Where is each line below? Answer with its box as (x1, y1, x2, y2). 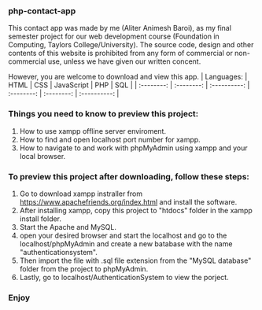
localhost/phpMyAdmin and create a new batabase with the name (19, 238, 233, 249)
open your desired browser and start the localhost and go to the (19, 231, 227, 240)
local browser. (19, 151, 66, 161)
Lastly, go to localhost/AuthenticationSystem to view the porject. (19, 272, 230, 282)
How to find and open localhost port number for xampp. (19, 135, 201, 144)
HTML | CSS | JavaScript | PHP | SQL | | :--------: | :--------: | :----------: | (8, 80, 250, 90)
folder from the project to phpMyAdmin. (19, 264, 149, 273)
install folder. (19, 214, 61, 223)
